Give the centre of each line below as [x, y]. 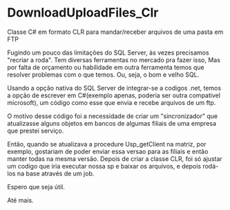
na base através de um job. [56, 173]
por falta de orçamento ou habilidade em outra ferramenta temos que [106, 67]
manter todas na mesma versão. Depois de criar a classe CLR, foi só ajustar [115, 159]
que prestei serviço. [36, 131]
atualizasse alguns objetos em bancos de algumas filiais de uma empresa [112, 123]
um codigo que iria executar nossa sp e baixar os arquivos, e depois [104, 166]
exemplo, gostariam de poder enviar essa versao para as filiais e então [108, 151]
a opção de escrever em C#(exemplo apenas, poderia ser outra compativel [114, 95]
